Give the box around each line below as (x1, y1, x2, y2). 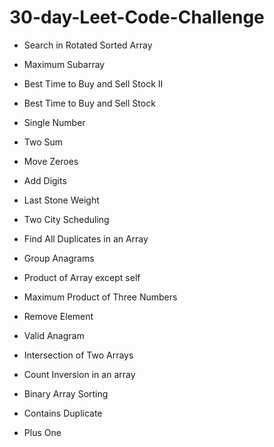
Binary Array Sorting (23, 387, 109, 400)
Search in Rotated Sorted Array (23, 39, 153, 51)
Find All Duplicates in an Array (23, 232, 149, 245)
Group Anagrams (23, 252, 95, 264)
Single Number (23, 116, 86, 128)
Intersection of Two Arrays (23, 349, 134, 361)
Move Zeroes (23, 155, 79, 167)
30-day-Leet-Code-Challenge (9, 6, 265, 29)
